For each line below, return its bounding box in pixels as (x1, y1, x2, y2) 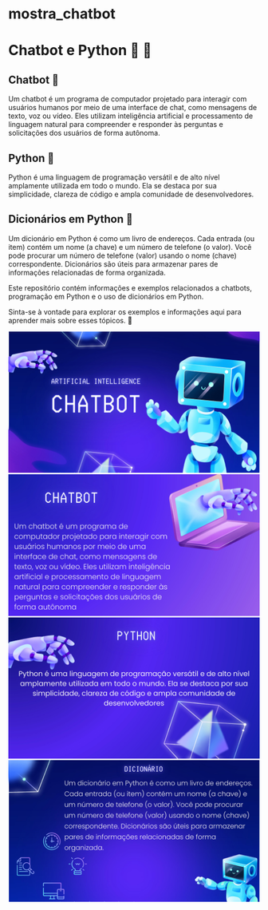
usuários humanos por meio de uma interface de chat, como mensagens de (8, 103, 258, 113)
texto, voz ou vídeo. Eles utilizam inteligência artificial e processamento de (8, 111, 254, 121)
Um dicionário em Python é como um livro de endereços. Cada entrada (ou (8, 233, 255, 243)
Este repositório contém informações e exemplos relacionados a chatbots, (8, 283, 253, 292)
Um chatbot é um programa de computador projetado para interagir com (8, 94, 247, 104)
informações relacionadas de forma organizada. (8, 267, 166, 277)
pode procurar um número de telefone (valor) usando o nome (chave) (8, 251, 237, 260)
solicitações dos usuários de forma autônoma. (8, 129, 161, 138)
